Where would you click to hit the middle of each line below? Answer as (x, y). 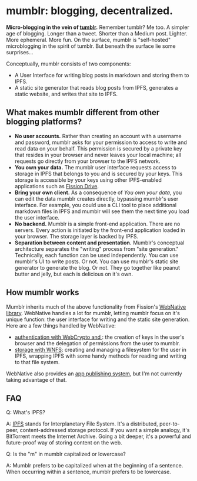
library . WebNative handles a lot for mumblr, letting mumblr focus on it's (93, 313)
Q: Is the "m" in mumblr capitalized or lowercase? (66, 454)
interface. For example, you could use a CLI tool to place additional (96, 205)
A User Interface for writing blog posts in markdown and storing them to (102, 75)
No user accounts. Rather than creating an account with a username (98, 136)
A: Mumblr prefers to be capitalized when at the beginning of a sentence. (95, 466)
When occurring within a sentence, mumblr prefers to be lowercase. (89, 472)
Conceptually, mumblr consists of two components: (69, 64)
